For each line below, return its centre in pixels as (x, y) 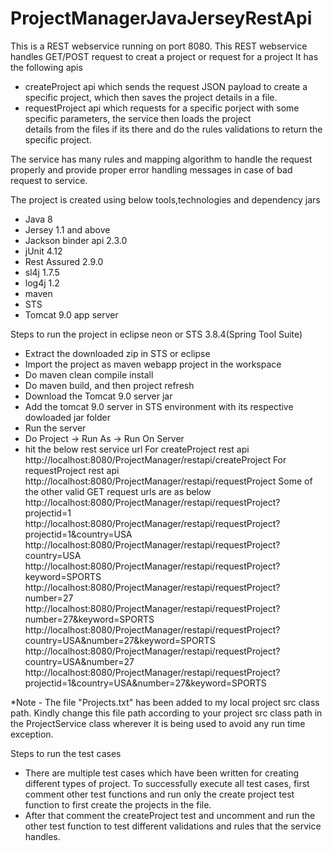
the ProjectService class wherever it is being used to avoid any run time (158, 723)
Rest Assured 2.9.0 (64, 261)
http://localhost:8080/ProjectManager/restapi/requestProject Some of (168, 481)
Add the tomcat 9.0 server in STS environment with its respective (159, 406)
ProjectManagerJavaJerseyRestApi (161, 18)
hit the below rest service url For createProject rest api (137, 449)
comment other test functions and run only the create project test (159, 794)
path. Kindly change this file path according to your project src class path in (166, 713)
